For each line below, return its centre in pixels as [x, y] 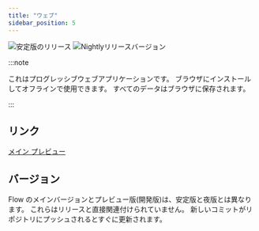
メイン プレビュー [37, 152]
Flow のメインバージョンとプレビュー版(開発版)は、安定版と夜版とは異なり [130, 199]
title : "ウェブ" [33, 15]
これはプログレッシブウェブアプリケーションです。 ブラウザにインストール [129, 78]
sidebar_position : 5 [42, 23]
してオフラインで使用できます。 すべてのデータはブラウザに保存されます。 [129, 89]
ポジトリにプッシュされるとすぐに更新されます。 [88, 219]
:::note [19, 62]
